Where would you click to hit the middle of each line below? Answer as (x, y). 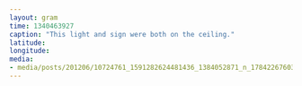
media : (22, 59)
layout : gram (34, 17)
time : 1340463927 (42, 26)
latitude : (28, 43)
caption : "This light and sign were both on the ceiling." (122, 34)
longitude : (30, 51)
